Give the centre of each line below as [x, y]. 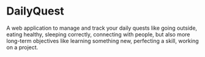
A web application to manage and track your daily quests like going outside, [102, 28]
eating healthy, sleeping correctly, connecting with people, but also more [98, 34]
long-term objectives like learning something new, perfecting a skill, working [102, 41]
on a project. [22, 47]
